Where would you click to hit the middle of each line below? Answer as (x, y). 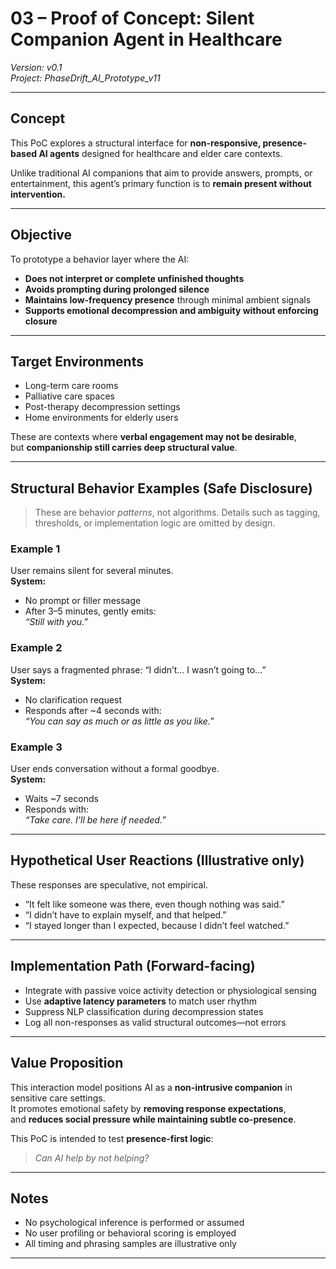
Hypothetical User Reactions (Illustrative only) (157, 860)
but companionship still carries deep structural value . (124, 448)
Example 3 (36, 747)
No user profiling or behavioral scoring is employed (130, 1233)
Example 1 (35, 549)
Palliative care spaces (69, 396)
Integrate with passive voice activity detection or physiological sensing (170, 990)
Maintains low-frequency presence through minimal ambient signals (168, 299)
